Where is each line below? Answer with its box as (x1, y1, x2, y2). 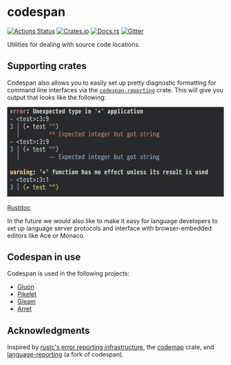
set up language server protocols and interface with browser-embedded (7, 224, 212, 232)
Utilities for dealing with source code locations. (7, 40, 141, 48)
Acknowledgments (7, 324, 91, 336)
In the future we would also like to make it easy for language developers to (7, 216, 218, 225)
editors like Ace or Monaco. (7, 231, 85, 240)
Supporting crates (7, 60, 87, 72)
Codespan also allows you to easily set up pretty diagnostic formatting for (7, 79, 217, 87)
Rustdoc (7, 203, 31, 211)
